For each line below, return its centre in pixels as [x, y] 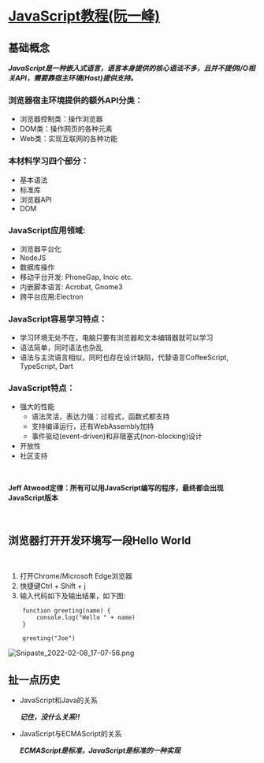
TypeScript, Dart [46, 367]
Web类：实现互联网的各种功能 [69, 139]
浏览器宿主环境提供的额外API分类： [76, 100]
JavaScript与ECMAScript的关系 [71, 734]
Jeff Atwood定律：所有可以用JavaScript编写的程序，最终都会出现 [116, 488]
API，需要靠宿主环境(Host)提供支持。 [76, 78]
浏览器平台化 [40, 248]
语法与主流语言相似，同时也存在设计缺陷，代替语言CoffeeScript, [124, 357]
